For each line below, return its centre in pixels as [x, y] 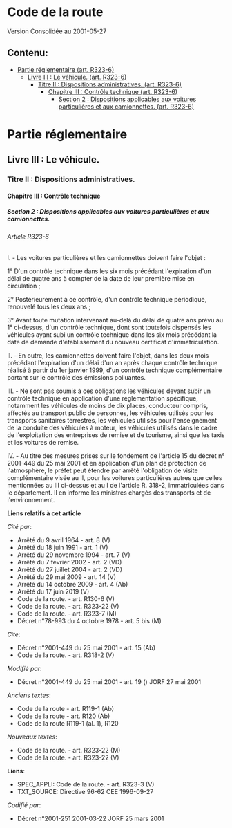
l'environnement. [31, 500]
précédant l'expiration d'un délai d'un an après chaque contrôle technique [113, 363]
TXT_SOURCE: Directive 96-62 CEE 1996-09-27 [85, 792]
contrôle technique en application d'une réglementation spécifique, [103, 398]
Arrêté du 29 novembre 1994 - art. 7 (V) [74, 555]
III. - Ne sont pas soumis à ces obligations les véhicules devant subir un [109, 391]
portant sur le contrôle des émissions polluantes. [77, 378]
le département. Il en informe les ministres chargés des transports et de [109, 493]
